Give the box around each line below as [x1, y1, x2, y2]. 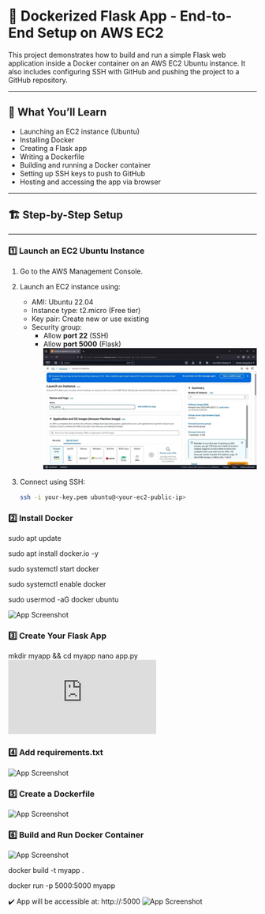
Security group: [31, 322, 83, 331]
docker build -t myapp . [8, 866, 84, 875]
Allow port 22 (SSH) [43, 330, 109, 340]
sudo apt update [8, 534, 62, 543]
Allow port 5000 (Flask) [43, 339, 121, 349]
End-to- [180, 7, 233, 25]
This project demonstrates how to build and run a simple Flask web [8, 50, 226, 59]
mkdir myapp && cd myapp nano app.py [8, 652, 138, 661]
